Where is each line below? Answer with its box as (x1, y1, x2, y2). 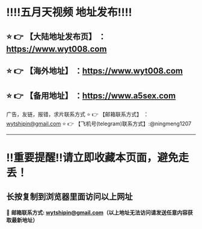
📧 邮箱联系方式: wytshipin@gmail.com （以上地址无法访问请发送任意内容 (6, 209, 188, 216)
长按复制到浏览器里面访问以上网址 (6, 192, 133, 202)
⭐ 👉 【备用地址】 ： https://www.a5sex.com (6, 91, 176, 101)
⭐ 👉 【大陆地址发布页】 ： (6, 31, 106, 42)
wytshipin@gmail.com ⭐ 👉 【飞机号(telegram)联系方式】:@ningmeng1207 (6, 120, 192, 127)
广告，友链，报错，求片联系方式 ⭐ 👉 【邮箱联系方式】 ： (6, 110, 149, 118)
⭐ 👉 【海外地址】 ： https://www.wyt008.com (6, 66, 183, 76)
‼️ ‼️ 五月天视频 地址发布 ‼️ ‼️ (6, 5, 132, 19)
